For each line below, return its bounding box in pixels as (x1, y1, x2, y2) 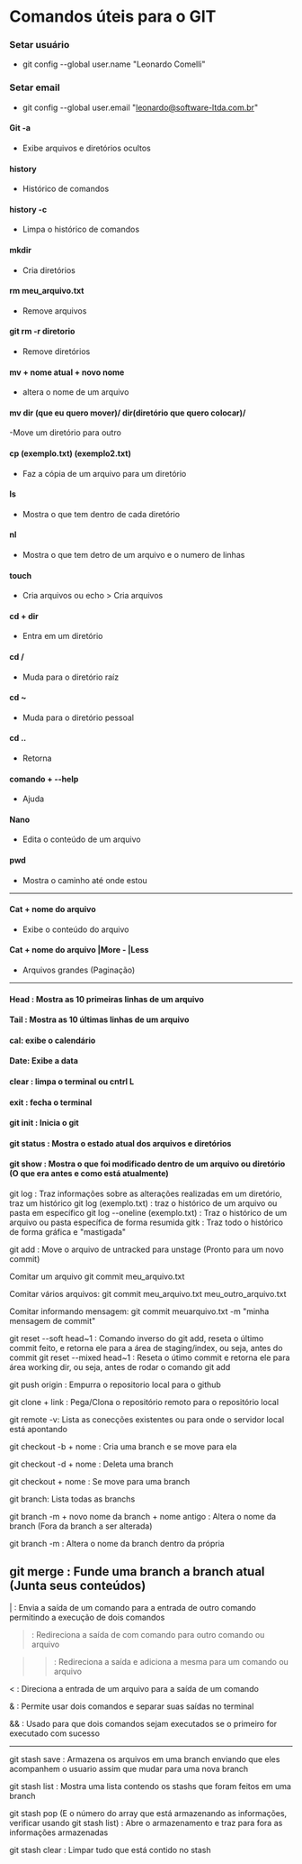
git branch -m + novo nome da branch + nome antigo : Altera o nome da (9, 1512, 277, 1521)
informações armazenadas (9, 1827, 109, 1838)
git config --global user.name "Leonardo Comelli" (22, 59, 206, 69)
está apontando (9, 1424, 67, 1434)
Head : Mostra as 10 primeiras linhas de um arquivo (9, 993, 205, 1004)
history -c (9, 204, 48, 215)
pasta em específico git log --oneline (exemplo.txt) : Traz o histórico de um (9, 1208, 288, 1218)
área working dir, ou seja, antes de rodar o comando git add (9, 1362, 231, 1372)
